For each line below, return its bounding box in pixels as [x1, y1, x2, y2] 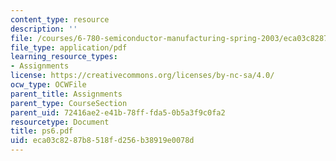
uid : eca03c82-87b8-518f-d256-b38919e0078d [10, 136, 195, 146]
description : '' [10, 24, 78, 34]
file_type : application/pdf [10, 42, 128, 53]
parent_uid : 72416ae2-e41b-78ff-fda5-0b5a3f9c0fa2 [10, 107, 226, 118]
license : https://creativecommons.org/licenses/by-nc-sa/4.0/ [10, 71, 275, 81]
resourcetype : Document [10, 117, 110, 127]
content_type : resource [10, 14, 110, 25]
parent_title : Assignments [10, 89, 123, 99]
